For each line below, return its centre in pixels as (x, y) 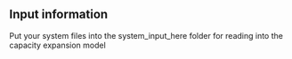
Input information (59, 15)
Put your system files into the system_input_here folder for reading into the (146, 35)
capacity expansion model (58, 45)
